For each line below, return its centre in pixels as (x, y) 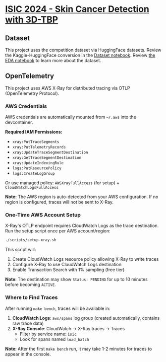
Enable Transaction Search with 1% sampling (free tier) (68, 270)
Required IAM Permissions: (34, 132)
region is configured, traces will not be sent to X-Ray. (59, 202)
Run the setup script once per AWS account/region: (58, 231)
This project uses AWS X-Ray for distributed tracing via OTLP (68, 88)
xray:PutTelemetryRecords (39, 147)
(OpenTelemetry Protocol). (32, 93)
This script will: (21, 250)
